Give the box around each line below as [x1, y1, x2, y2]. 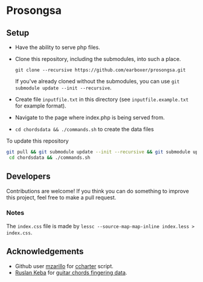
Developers [6, 171, 51, 182]
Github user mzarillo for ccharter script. [14, 262, 114, 269]
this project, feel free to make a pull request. [6, 194, 117, 201]
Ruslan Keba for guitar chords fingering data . [14, 269, 127, 276]
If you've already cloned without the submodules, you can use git [14, 78, 180, 85]
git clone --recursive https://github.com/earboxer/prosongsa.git [14, 67, 186, 73]
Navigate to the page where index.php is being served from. [14, 114, 165, 121]
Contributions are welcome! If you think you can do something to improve [6, 187, 189, 194]
